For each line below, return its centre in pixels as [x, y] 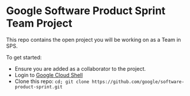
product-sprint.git [39, 87]
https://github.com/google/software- [138, 82]
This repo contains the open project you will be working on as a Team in [94, 39]
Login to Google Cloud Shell [49, 75]
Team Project [39, 23]
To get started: [24, 57]
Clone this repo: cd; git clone [52, 81]
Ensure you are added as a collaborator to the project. [80, 68]
